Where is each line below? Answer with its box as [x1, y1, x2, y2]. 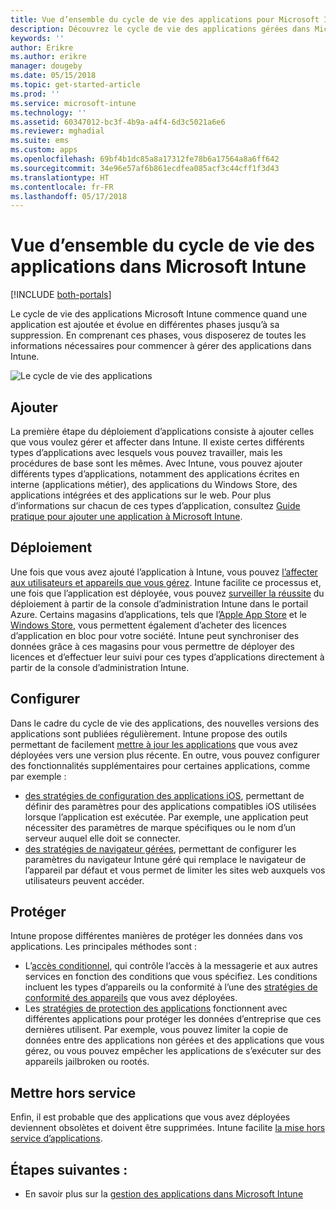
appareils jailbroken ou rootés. [24, 1056, 150, 1068]
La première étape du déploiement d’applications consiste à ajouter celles [10, 426, 315, 437]
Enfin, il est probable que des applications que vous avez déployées [10, 1111, 291, 1123]
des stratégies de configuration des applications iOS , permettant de [24, 789, 305, 801]
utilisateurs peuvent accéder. [24, 874, 145, 886]
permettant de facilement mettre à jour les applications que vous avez [10, 738, 299, 750]
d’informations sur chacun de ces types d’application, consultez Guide [10, 500, 301, 511]
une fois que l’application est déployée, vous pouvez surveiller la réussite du [10, 587, 325, 599]
